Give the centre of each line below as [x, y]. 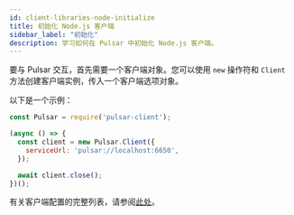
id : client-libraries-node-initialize [82, 18]
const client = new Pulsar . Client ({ [86, 142]
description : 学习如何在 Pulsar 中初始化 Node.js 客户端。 [114, 43]
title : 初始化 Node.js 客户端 [62, 26]
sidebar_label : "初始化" [54, 34]
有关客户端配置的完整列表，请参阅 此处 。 [84, 202]
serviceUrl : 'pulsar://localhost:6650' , [102, 150]
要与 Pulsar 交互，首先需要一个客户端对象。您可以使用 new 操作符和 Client [147, 70]
